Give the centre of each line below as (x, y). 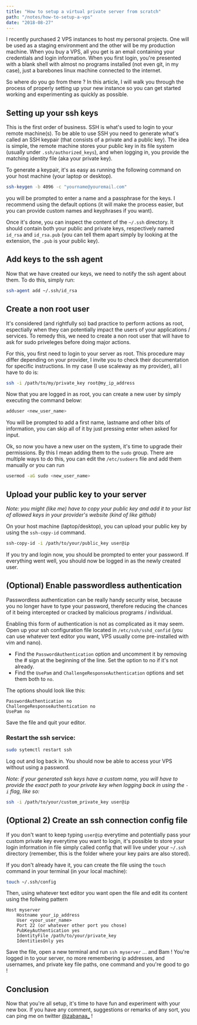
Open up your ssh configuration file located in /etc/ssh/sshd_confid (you (94, 630)
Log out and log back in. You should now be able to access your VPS (89, 761)
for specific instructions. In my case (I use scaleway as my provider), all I (94, 366)
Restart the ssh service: (41, 738)
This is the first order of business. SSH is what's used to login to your (90, 127)
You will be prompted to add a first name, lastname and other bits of (88, 422)
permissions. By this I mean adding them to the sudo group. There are (90, 453)
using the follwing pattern (37, 900)
